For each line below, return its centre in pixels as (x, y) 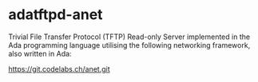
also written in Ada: (40, 53)
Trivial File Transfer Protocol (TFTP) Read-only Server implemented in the (129, 37)
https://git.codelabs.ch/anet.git (59, 68)
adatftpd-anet (56, 15)
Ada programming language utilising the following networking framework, (129, 45)
